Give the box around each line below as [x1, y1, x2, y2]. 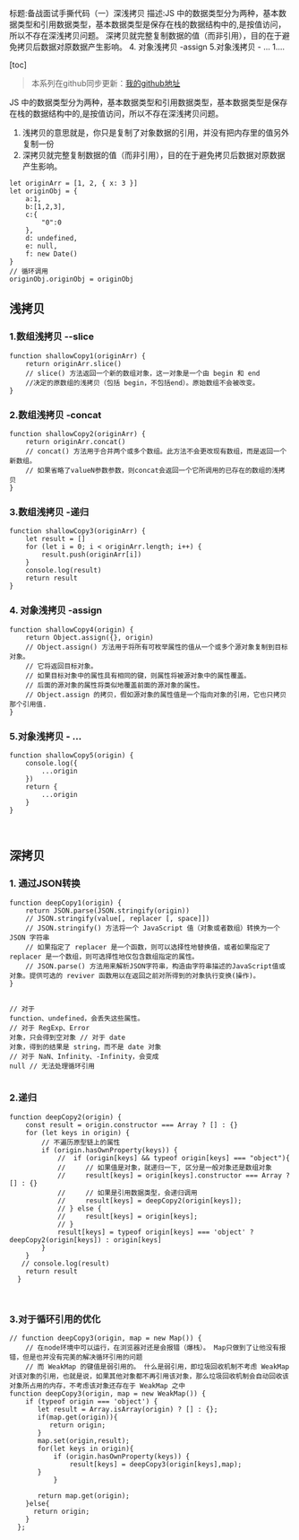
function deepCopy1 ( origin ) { [9, 898, 123, 907]
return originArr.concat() [25, 437, 126, 446]
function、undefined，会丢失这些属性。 [9, 1013, 145, 1023]
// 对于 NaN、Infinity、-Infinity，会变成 [9, 1052, 159, 1061]
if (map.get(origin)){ [37, 1413, 118, 1422]
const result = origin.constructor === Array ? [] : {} [25, 1120, 239, 1129]
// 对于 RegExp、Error [9, 1023, 90, 1032]
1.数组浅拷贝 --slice [9, 330, 94, 343]
